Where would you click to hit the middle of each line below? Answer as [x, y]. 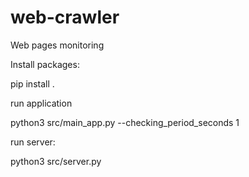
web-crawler [65, 17]
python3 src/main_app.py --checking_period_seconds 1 [125, 122]
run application [41, 103]
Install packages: [45, 64]
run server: [33, 142]
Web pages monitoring [57, 45]
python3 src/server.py [56, 161]
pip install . [32, 83]
